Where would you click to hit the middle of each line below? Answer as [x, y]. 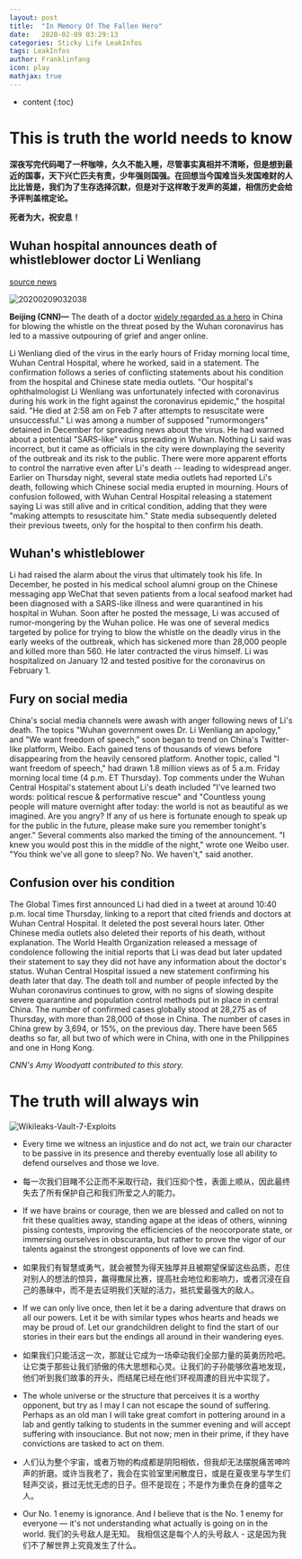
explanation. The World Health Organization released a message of [133, 942]
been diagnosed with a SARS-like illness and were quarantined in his [136, 604]
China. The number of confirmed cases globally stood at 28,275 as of [138, 1009]
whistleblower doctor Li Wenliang [105, 260]
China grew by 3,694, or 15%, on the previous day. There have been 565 [143, 1028]
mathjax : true [36, 76]
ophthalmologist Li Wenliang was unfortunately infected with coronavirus [144, 391]
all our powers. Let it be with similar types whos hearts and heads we [150, 1317]
